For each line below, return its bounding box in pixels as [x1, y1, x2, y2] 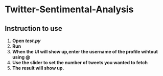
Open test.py [12, 37, 41, 44]
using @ [12, 54, 31, 60]
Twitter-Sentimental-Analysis [5, 4, 134, 15]
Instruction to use [5, 24, 62, 33]
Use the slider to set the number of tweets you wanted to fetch [12, 60, 148, 65]
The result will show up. [12, 65, 64, 71]
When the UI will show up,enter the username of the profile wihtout [12, 49, 158, 54]
